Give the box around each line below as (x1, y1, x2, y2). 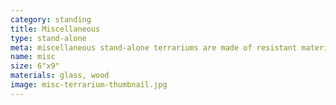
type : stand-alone (10, 33, 87, 43)
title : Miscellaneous (10, 24, 101, 34)
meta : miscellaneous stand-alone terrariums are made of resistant (10, 42, 298, 53)
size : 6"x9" (10, 61, 60, 71)
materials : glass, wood (10, 71, 110, 81)
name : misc (10, 52, 56, 62)
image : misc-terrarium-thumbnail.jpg (10, 80, 168, 90)
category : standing (10, 14, 92, 25)
